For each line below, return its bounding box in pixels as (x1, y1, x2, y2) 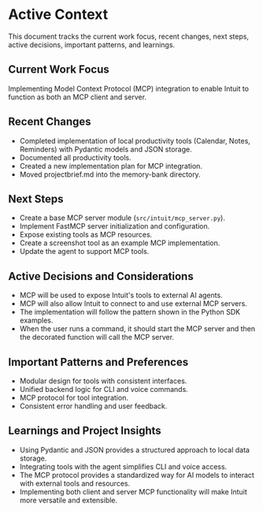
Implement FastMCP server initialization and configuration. (19, 222, 210, 231)
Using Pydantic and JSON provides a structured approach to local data (19, 445, 250, 454)
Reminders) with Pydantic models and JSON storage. (19, 144, 192, 154)
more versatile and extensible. (19, 495, 118, 505)
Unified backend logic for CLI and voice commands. (19, 385, 189, 394)
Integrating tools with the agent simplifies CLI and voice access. (19, 461, 228, 471)
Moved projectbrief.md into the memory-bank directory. (19, 170, 201, 179)
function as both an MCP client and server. (8, 92, 147, 102)
